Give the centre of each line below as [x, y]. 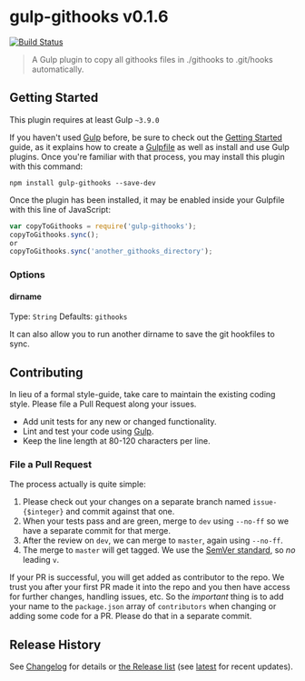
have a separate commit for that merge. [96, 531]
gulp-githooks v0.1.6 [89, 17]
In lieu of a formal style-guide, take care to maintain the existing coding [143, 395]
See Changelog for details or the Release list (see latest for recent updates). [151, 666]
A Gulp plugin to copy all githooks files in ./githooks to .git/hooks [152, 59]
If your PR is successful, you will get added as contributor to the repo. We [147, 577]
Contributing [46, 372]
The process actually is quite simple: [78, 485]
